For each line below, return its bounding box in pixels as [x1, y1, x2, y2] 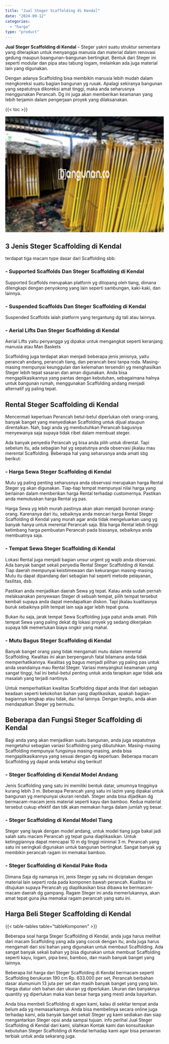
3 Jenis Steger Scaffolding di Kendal [5, 242, 122, 251]
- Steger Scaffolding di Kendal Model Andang [5, 771, 118, 778]
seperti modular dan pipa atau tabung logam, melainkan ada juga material [5, 60, 158, 66]
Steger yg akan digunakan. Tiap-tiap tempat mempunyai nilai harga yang [5, 485, 156, 491]
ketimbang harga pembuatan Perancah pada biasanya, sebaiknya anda [5, 527, 152, 533]
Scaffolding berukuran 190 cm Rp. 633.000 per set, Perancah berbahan [5, 975, 154, 981]
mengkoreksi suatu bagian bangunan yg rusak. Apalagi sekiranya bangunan [5, 81, 162, 87]
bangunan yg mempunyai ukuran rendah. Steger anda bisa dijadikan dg [5, 793, 153, 800]
